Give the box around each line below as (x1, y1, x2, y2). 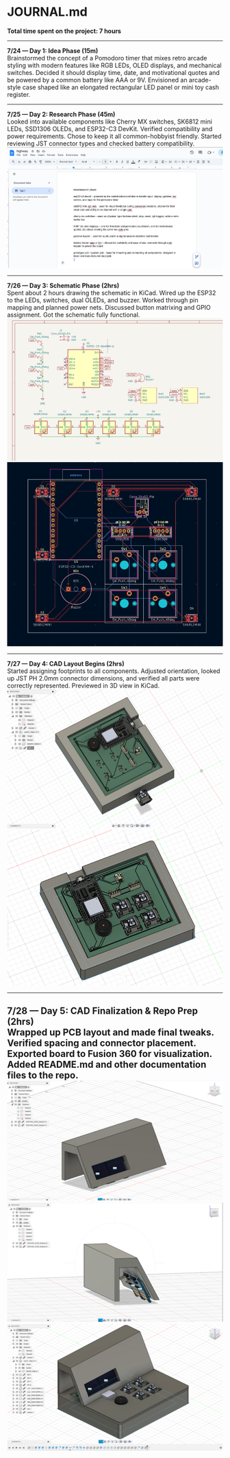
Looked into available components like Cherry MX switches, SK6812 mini (7, 117, 212, 126)
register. (7, 90, 31, 98)
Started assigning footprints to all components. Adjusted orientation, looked (7, 667, 220, 675)
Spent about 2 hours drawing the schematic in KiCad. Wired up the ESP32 (7, 289, 216, 297)
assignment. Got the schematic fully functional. (7, 310, 140, 319)
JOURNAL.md (7, 4, 88, 20)
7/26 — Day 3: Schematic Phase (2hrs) (7, 282, 120, 290)
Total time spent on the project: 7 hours (7, 27, 122, 35)
